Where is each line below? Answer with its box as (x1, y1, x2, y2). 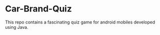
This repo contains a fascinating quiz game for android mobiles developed (5, 19, 156, 25)
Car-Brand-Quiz (5, 3, 72, 14)
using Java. (5, 24, 28, 30)
